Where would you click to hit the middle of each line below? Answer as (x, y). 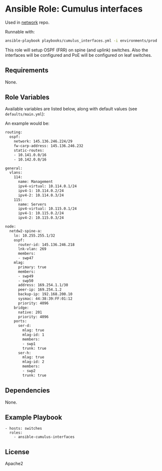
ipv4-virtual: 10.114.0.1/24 (47, 186)
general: (14, 168)
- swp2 (29, 371)
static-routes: (29, 150)
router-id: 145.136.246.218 (46, 244)
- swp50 (26, 281)
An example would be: (27, 123)
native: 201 (30, 312)
